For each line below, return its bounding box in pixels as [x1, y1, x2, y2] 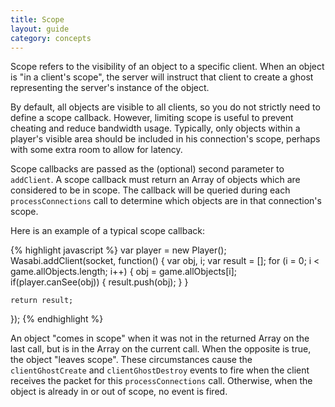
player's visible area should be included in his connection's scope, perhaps [10, 133, 321, 145]
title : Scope [10, 14, 65, 25]
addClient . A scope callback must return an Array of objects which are [10, 174, 301, 186]
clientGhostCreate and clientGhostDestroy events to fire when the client [10, 364, 310, 376]
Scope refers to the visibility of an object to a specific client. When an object [10, 61, 325, 73]
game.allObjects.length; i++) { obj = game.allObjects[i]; [10, 266, 238, 278]
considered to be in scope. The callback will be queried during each [10, 184, 291, 196]
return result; [10, 296, 74, 306]
